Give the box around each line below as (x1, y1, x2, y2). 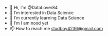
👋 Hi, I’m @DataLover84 (9, 5, 58, 10)
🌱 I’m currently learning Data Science (9, 15, 85, 20)
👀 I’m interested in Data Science (9, 10, 74, 16)
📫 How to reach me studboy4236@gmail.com (9, 26, 103, 31)
